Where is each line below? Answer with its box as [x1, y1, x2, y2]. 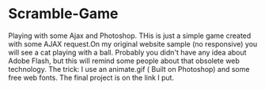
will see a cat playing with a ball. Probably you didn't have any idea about [8, 47, 247, 57]
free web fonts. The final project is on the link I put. [8, 73, 175, 82]
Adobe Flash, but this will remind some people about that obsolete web [8, 56, 240, 66]
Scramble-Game [8, 5, 119, 23]
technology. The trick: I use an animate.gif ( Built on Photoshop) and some [8, 64, 250, 73]
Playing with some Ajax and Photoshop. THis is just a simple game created [8, 31, 252, 40]
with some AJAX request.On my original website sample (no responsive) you [8, 39, 258, 48]
